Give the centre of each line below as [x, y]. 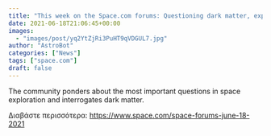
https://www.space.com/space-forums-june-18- [169, 115]
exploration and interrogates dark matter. [77, 99]
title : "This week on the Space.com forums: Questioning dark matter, [129, 16]
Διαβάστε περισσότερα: [48, 115]
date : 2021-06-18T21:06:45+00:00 [65, 23]
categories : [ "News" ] [45, 53]
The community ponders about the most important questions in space [125, 91]
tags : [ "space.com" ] [43, 61]
